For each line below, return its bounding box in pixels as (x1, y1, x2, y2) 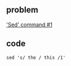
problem (6, 5, 39, 15)
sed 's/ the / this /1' (6, 54, 66, 61)
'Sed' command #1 (6, 21, 53, 28)
